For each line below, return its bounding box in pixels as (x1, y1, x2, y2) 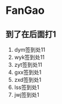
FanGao (5, 4, 45, 17)
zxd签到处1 (14, 76, 42, 83)
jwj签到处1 (14, 91, 39, 98)
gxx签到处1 (14, 69, 42, 76)
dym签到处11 (14, 46, 45, 53)
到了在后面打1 (5, 29, 57, 39)
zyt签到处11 (14, 61, 42, 68)
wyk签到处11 (14, 54, 45, 61)
